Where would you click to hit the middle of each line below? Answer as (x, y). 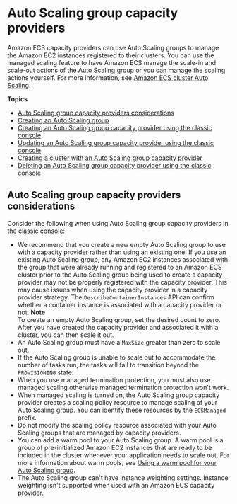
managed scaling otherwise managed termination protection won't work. (123, 387)
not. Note (31, 312)
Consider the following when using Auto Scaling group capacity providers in (118, 223)
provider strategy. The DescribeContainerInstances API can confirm (116, 297)
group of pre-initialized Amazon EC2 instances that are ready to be (115, 447)
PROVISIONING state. (45, 372)
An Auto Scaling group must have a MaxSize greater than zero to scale (119, 342)
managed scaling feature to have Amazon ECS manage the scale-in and (112, 62)
